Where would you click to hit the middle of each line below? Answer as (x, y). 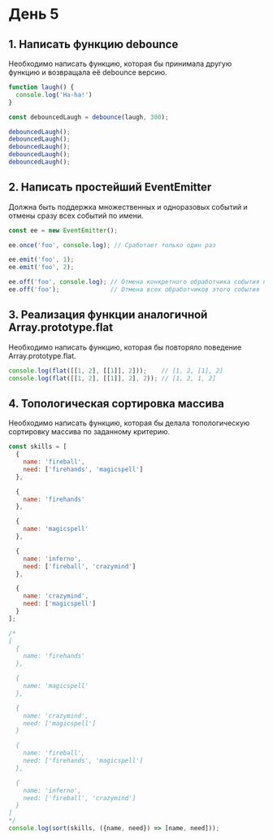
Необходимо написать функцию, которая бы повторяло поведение (125, 347)
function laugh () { (41, 87)
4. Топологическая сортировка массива (117, 403)
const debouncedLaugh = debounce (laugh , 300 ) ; (89, 117)
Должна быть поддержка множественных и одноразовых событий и (128, 207)
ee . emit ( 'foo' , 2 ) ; (41, 268)
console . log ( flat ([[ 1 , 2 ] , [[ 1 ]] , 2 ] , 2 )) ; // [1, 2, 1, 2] (113, 378)
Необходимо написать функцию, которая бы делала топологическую (129, 423)
